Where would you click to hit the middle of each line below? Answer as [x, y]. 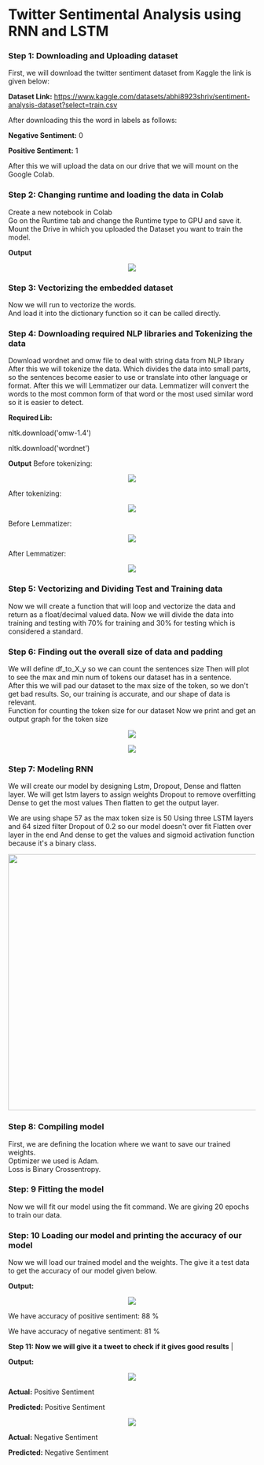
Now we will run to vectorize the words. [72, 305]
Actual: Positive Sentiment [51, 1392]
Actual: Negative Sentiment [53, 1437]
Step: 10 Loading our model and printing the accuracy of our [125, 1235]
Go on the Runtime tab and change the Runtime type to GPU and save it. [125, 220]
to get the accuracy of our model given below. [82, 1271]
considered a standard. [46, 631]
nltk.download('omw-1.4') [50, 433]
